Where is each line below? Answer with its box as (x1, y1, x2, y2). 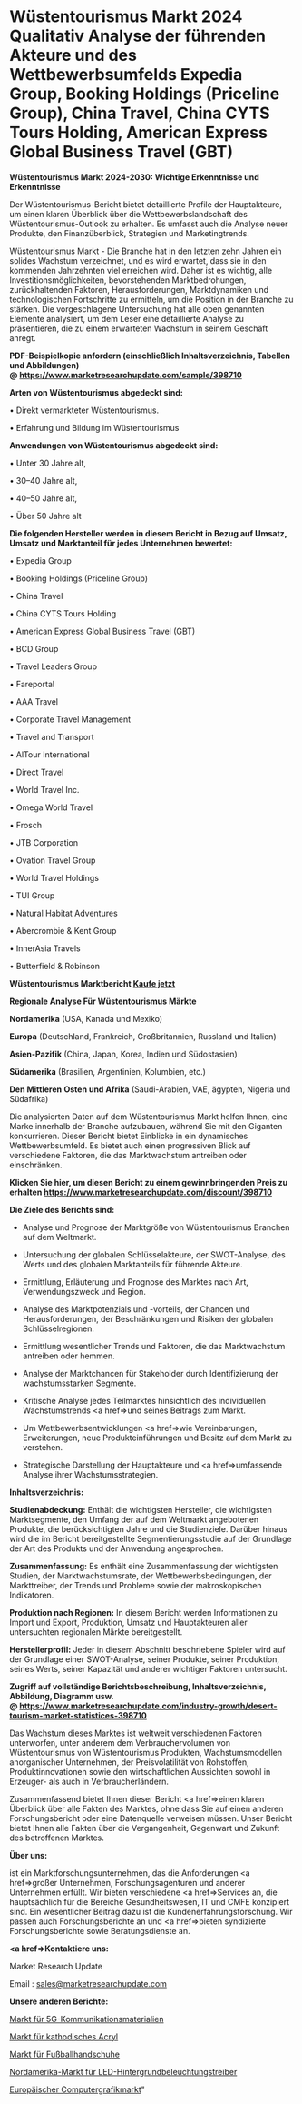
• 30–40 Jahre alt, (9, 475, 78, 486)
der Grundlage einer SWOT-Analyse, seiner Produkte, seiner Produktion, (9, 1653, 279, 1665)
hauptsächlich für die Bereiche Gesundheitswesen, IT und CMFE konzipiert (9, 1896, 290, 1907)
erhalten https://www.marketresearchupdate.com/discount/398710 (9, 1187, 273, 1197)
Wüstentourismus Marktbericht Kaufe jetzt (9, 977, 176, 988)
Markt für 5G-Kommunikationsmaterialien (9, 2013, 164, 2024)
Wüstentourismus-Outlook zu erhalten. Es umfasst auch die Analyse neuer (9, 218, 288, 229)
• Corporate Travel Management (9, 714, 132, 725)
